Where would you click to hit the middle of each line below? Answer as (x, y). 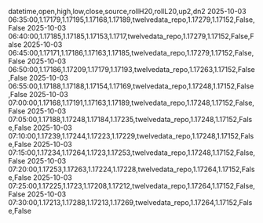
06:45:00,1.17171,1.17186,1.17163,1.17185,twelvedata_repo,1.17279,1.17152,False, (131, 53)
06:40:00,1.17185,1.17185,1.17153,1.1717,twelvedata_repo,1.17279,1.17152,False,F (131, 36)
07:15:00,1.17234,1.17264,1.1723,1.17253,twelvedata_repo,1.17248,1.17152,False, (132, 153)
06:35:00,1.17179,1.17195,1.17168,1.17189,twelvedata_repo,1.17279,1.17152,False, (131, 20)
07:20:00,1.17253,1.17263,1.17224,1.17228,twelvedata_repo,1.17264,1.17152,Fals (131, 169)
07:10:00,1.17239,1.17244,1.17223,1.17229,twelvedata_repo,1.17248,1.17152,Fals (131, 136)
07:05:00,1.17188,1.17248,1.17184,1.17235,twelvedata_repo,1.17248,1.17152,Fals (130, 119)
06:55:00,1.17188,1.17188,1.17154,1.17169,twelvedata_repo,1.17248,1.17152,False (131, 86)
